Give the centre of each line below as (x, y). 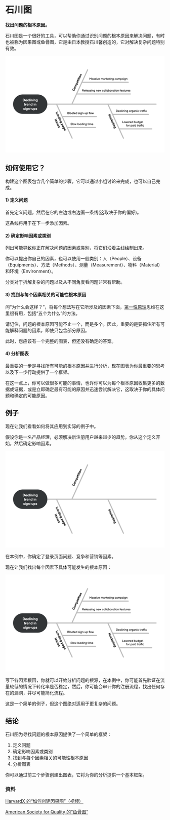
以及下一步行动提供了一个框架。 (38, 372)
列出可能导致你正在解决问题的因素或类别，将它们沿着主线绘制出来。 (76, 248)
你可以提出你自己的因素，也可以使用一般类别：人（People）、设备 (73, 259)
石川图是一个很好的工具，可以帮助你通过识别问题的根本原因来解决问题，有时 (85, 35)
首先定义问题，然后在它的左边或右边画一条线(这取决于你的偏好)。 (73, 212)
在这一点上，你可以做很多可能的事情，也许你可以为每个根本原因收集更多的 (83, 383)
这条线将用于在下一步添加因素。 (38, 223)
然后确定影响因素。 (34, 443)
